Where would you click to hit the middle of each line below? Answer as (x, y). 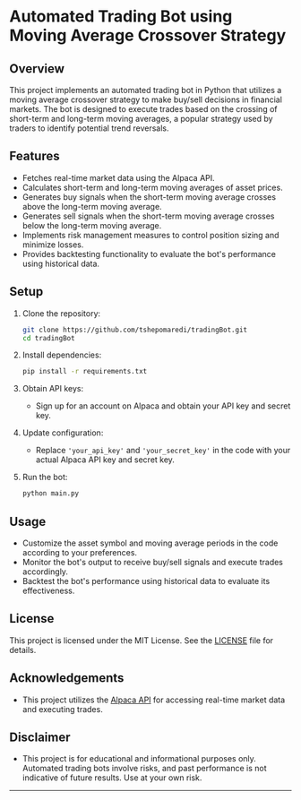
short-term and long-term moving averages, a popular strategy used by (141, 119)
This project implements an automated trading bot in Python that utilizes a (146, 90)
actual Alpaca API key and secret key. (105, 460)
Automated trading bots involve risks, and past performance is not (144, 769)
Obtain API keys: (53, 389)
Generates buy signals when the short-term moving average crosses (149, 197)
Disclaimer (40, 737)
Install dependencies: (62, 355)
